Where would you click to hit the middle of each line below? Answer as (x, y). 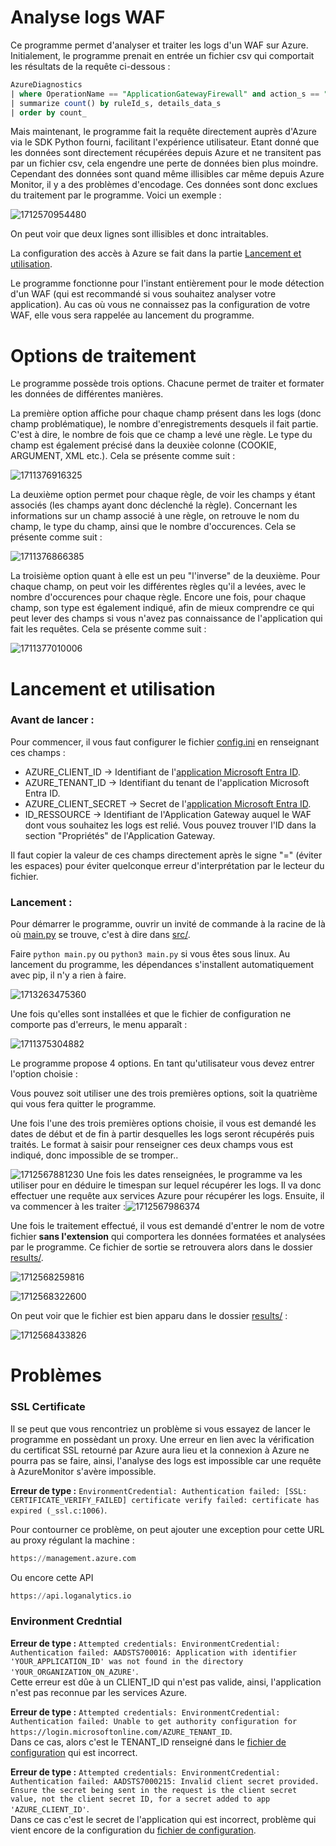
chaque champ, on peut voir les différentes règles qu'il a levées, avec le (158, 587)
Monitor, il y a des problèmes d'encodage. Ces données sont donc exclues (164, 185)
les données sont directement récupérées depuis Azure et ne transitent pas (166, 153)
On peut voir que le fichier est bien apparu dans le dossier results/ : (149, 1316)
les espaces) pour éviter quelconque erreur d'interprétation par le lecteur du (167, 865)
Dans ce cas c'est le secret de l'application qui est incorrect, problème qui (163, 1819)
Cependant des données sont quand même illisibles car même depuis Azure (167, 174)
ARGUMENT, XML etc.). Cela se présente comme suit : (123, 456)
